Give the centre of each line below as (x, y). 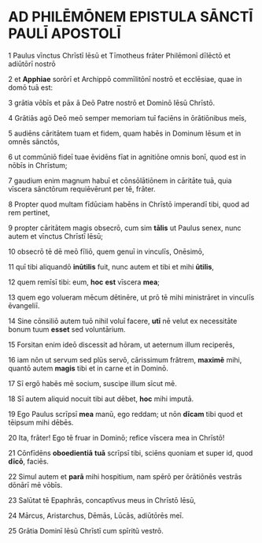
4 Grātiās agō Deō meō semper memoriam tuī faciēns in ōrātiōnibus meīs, (127, 117)
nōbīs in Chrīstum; (38, 165)
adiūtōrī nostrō (32, 64)
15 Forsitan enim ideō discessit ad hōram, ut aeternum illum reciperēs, (122, 344)
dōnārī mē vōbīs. (35, 485)
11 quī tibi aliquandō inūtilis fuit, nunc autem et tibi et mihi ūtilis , (111, 266)
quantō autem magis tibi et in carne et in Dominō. (89, 368)
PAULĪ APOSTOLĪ (65, 33)
